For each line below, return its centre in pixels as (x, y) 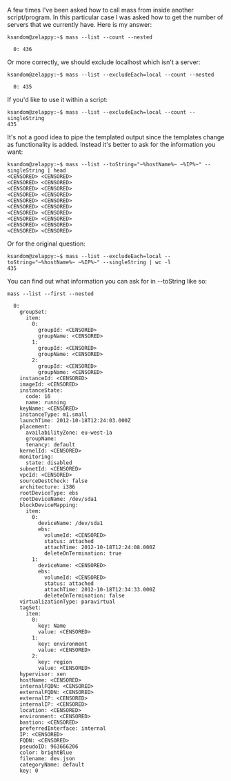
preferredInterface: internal (63, 729)
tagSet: (30, 608)
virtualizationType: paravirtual (68, 602)
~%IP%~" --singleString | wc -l (124, 262)
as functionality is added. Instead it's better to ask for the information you (111, 145)
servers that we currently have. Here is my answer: (80, 24)
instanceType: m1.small (54, 415)
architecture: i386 (48, 487)
